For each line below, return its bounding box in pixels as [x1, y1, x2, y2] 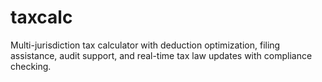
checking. [10, 60, 52, 72]
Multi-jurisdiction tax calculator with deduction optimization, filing [10, 39, 281, 51]
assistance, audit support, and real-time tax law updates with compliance [10, 49, 313, 61]
